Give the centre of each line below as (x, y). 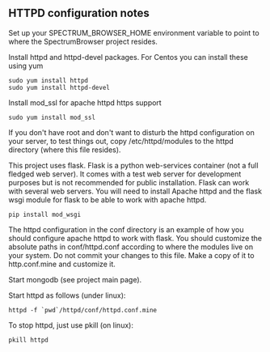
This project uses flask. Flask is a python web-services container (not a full (133, 165)
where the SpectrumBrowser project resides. (83, 41)
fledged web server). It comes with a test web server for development (125, 174)
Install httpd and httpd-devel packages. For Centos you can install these (129, 57)
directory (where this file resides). (65, 150)
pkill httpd (28, 340)
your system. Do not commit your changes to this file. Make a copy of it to (131, 255)
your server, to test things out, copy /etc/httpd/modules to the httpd (121, 141)
